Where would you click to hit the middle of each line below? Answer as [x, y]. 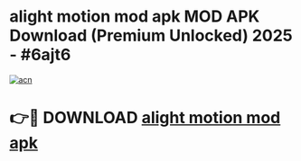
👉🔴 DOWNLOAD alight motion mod [145, 118]
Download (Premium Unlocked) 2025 [151, 36]
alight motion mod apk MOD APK [135, 17]
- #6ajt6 [40, 55]
